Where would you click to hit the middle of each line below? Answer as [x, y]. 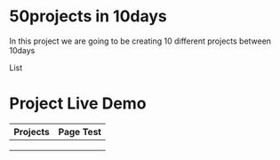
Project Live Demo [78, 104]
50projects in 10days [88, 16]
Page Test [80, 132]
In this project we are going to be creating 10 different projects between [140, 41]
